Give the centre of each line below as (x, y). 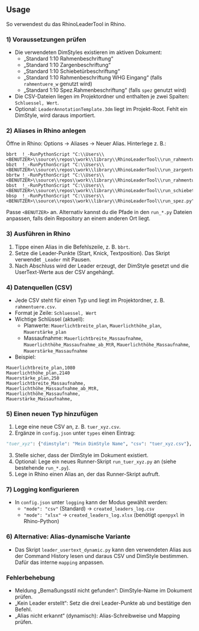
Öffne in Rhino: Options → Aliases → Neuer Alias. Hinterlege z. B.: (86, 144)
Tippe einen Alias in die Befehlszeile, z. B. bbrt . (72, 247)
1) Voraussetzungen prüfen (46, 39)
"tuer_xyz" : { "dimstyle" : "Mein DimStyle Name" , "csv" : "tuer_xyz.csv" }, (99, 444)
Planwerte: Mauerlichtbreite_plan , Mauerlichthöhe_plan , (92, 325)
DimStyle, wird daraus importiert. (55, 116)
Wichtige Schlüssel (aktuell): (49, 319)
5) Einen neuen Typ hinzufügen (52, 413)
